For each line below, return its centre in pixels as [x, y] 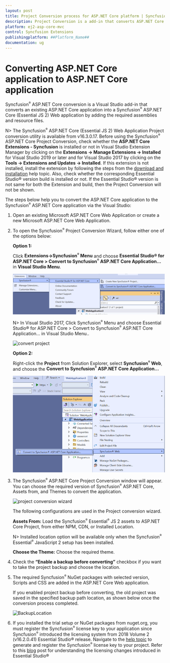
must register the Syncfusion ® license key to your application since [82, 629]
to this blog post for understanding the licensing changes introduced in [87, 650]
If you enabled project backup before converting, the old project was [84, 593]
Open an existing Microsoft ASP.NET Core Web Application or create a [86, 215]
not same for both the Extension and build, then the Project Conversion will [83, 184]
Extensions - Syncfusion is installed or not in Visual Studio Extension [78, 147]
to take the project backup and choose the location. [66, 567]
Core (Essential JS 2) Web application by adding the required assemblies [81, 115]
